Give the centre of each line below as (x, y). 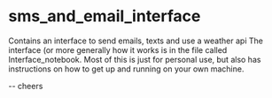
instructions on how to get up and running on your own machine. (126, 69)
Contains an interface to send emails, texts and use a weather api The (136, 41)
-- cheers (26, 86)
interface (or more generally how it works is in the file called (118, 49)
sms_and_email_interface (105, 16)
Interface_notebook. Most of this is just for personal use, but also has (135, 59)
